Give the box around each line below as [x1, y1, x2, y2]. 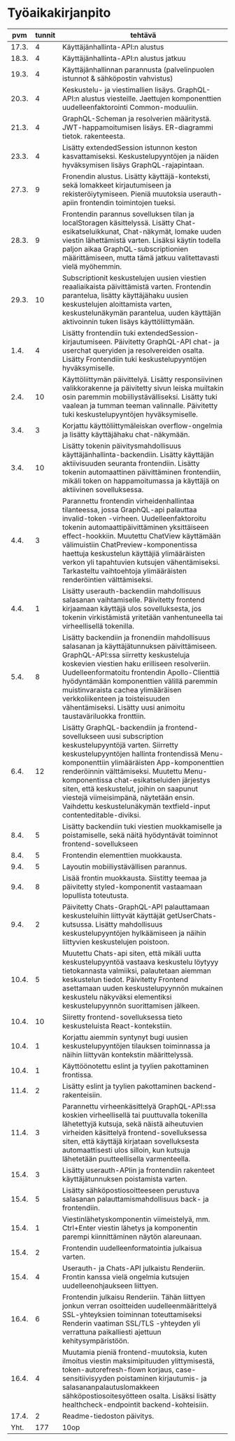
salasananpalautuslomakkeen [62, 1382, 159, 1392]
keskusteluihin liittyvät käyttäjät [62, 911, 166, 920]
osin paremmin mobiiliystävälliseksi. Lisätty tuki [62, 392, 218, 402]
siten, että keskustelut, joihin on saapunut [62, 784, 198, 794]
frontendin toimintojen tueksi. [79, 197, 176, 207]
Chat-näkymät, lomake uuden [122, 226, 222, 236]
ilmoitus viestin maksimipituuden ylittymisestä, [62, 1356, 215, 1365]
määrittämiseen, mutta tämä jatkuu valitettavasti [62, 253, 220, 262]
